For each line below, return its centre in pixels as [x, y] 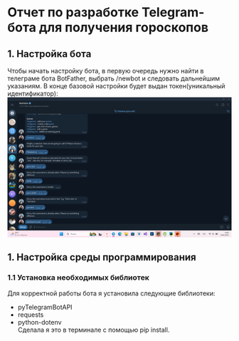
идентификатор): [33, 94]
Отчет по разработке [73, 12]
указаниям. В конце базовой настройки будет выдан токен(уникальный [116, 86]
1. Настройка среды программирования [102, 257]
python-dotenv [39, 322]
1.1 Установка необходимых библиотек [78, 278]
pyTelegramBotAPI [45, 307]
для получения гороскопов [123, 27]
